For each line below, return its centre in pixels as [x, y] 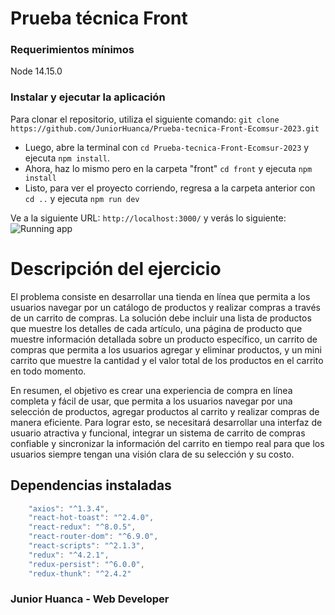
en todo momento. [48, 371]
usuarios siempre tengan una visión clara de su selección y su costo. [152, 454]
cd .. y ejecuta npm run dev [82, 198]
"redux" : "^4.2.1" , [69, 555]
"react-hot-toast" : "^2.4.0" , [91, 518]
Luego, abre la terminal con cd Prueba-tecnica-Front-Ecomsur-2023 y [167, 147]
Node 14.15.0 [36, 71]
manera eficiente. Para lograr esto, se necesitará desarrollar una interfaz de [166, 422]
